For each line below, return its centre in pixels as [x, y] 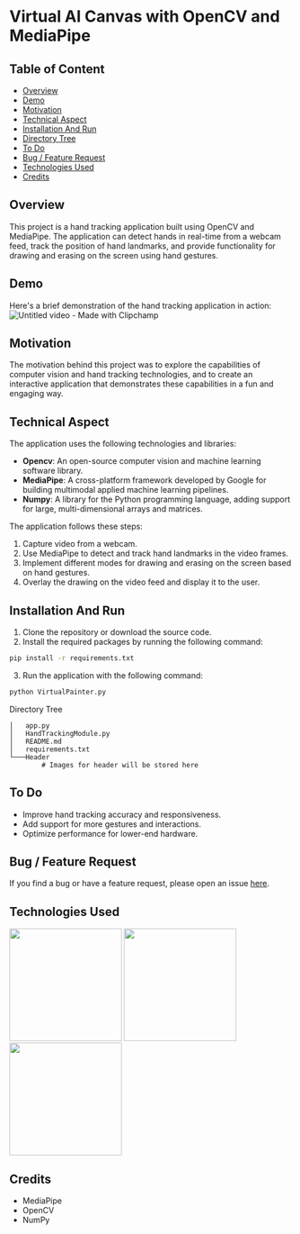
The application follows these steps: [76, 526]
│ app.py [30, 726]
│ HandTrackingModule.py [60, 733]
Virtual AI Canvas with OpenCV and [145, 17]
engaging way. [37, 394]
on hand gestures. [56, 573]
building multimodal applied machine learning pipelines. [125, 490]
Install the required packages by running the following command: [142, 642]
